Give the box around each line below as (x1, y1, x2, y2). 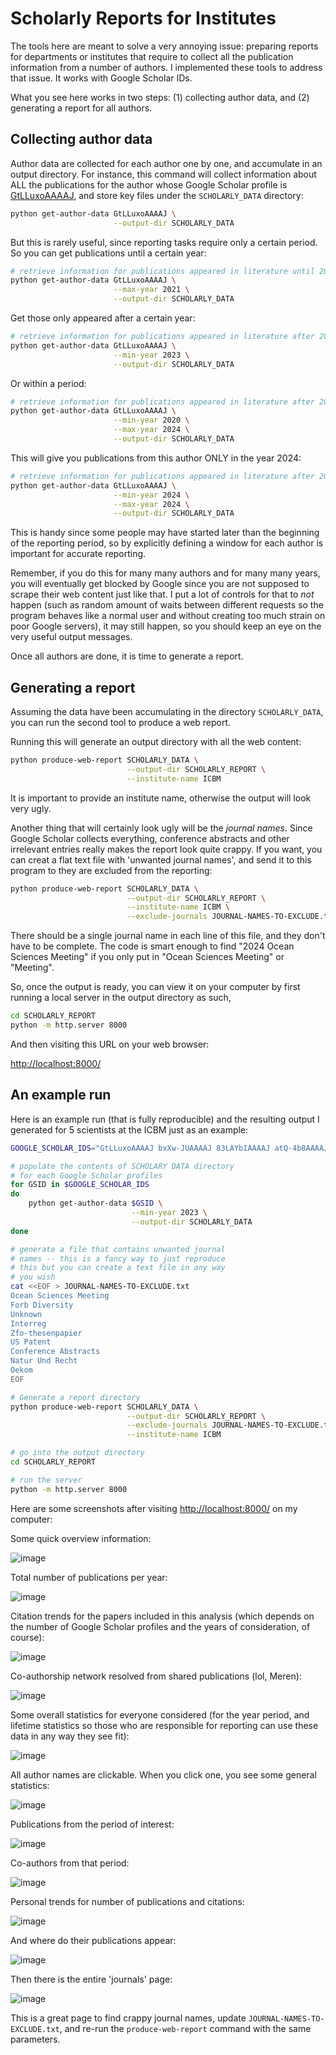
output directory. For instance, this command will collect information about (10, 168, 317, 180)
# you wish (10, 1272, 56, 1282)
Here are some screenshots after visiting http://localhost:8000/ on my (10, 1502, 298, 1514)
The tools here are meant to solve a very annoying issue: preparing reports (10, 40, 319, 52)
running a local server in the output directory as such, (10, 992, 232, 1004)
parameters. (10, 2033, 61, 2045)
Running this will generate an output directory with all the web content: (10, 736, 302, 748)
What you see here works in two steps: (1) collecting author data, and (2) (10, 91, 310, 103)
